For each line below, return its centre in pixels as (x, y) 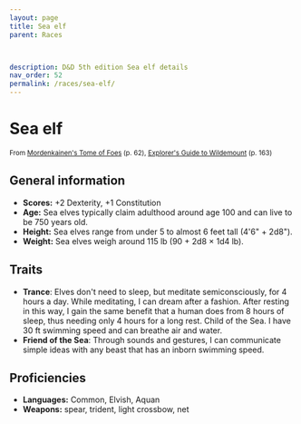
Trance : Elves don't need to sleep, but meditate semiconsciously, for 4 (155, 291)
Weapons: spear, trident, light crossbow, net (106, 409)
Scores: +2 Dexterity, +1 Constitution (92, 202)
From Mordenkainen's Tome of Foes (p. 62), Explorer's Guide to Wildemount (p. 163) (141, 153)
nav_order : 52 (36, 75)
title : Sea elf (38, 26)
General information (67, 181)
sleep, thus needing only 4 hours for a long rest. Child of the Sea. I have (157, 320)
